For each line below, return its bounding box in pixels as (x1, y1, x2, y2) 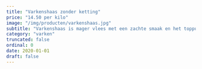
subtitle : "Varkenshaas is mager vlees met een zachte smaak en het (6, 25, 182, 32)
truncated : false (6, 37, 50, 43)
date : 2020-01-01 (6, 48, 50, 54)
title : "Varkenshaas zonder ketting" (6, 8, 101, 15)
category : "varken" (6, 31, 55, 37)
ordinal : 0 (6, 43, 34, 49)
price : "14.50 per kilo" (6, 14, 69, 20)
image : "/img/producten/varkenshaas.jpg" (6, 20, 112, 26)
